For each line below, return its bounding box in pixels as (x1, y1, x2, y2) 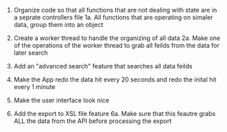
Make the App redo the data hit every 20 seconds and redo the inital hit (13, 75, 217, 84)
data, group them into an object (13, 21, 103, 28)
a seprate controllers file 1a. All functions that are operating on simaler (13, 13, 213, 21)
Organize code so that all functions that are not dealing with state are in (13, 6, 217, 14)
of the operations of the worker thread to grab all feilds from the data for (13, 41, 219, 49)
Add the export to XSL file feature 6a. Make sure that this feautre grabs (13, 110, 216, 117)
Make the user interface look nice (13, 96, 110, 104)
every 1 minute (13, 83, 56, 91)
